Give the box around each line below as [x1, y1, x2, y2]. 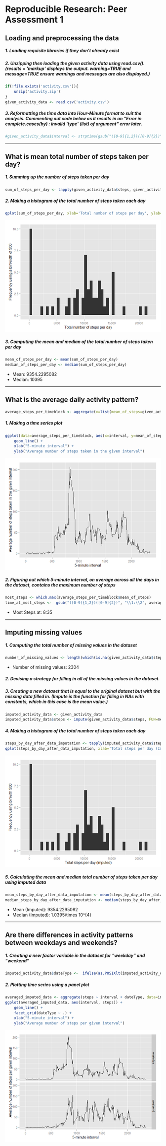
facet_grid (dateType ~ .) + [14, 1010, 72, 1015]
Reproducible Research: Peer [5, 3, 127, 15]
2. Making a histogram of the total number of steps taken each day [5, 198, 146, 204]
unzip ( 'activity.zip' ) [14, 89, 61, 94]
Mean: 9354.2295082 [12, 371, 57, 377]
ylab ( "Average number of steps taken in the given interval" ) [14, 449, 145, 454]
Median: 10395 [12, 376, 43, 383]
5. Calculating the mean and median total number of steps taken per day [5, 874, 158, 880]
